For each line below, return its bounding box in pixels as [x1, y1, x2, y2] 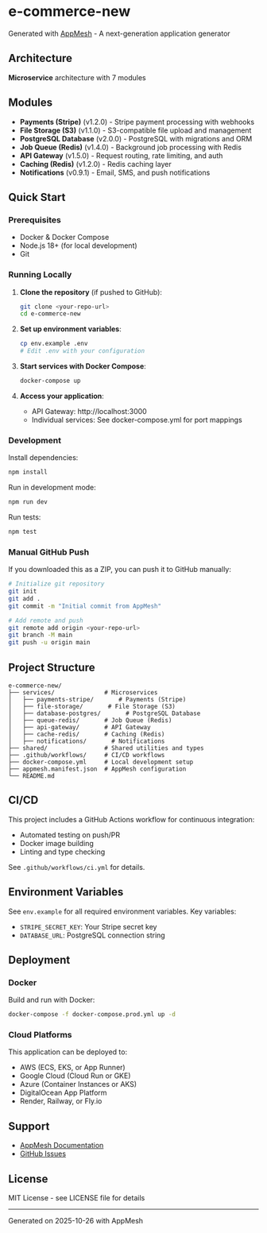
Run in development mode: [8, 483, 97, 493]
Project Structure [8, 660, 95, 674]
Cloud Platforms [8, 1030, 72, 1041]
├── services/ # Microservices [8, 688, 158, 697]
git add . [8, 594, 41, 602]
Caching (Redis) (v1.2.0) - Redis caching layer [19, 159, 172, 168]
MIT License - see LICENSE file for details [8, 1193, 145, 1203]
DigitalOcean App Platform [19, 1088, 107, 1098]
